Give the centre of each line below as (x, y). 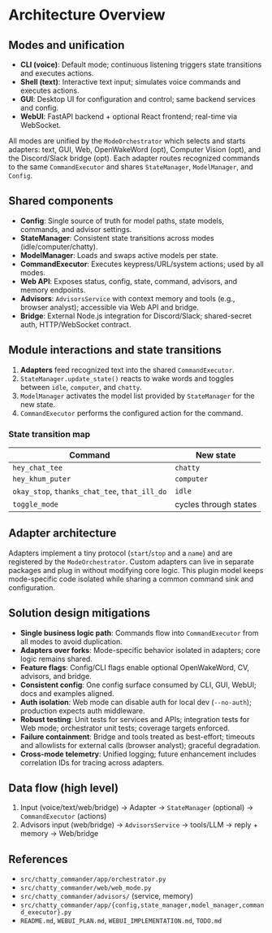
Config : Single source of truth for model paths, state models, (122, 221)
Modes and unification (67, 45)
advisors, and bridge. (56, 676)
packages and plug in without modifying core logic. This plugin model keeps (136, 570)
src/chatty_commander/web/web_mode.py (86, 888)
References (38, 859)
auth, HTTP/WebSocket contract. (76, 324)
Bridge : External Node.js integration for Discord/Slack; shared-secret (136, 316)
